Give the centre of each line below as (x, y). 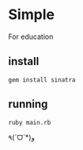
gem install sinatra (42, 80)
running (28, 104)
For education (31, 37)
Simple (32, 15)
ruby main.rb (30, 122)
